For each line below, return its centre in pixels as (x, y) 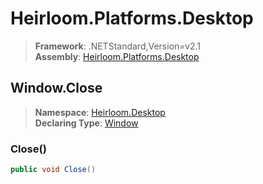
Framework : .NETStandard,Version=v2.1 (117, 46)
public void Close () (53, 170)
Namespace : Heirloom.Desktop (100, 112)
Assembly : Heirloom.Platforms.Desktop (117, 56)
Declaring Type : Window (86, 123)
